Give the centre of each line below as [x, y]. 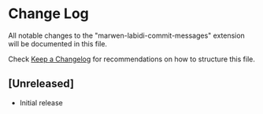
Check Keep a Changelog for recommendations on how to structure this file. [132, 59]
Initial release [41, 102]
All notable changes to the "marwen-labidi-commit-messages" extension [127, 35]
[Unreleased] [41, 84]
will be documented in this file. [58, 43]
